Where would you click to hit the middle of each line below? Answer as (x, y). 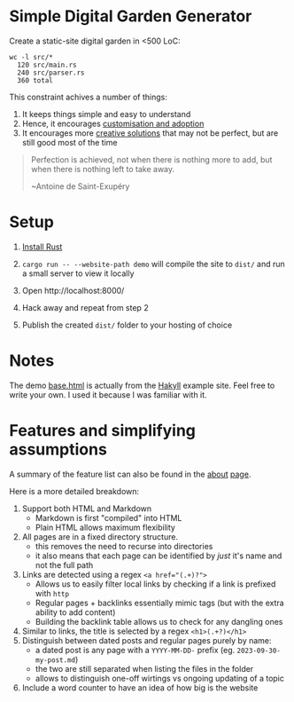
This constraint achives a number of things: (89, 97)
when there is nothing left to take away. (103, 169)
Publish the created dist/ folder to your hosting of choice (127, 325)
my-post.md (55, 660)
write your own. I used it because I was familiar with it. (108, 394)
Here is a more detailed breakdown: (74, 491)
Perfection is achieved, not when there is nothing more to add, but (151, 159)
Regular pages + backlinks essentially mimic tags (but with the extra (160, 603)
